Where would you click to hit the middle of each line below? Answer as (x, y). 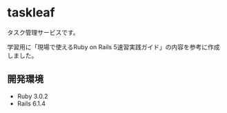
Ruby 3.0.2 (32, 96)
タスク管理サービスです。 (43, 32)
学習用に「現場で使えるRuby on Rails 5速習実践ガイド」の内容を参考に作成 (113, 47)
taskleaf (31, 13)
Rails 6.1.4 (31, 103)
